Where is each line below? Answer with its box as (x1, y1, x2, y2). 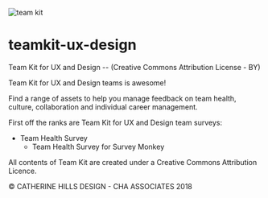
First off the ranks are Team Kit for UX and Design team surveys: (8, 118, 223, 127)
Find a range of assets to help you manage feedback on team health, (8, 93, 237, 103)
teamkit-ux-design (8, 36, 137, 54)
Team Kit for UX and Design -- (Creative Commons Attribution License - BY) (8, 62, 261, 72)
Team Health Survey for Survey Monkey (31, 142, 165, 151)
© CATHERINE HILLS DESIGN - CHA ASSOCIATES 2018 (8, 181, 193, 191)
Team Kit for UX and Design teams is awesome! (8, 77, 167, 88)
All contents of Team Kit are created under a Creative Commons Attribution (8, 157, 258, 167)
